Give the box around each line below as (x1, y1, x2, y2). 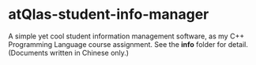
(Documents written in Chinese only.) (8, 48, 129, 57)
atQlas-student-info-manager (8, 5, 209, 23)
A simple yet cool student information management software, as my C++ (8, 31, 245, 41)
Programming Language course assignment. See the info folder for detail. (8, 39, 249, 49)
